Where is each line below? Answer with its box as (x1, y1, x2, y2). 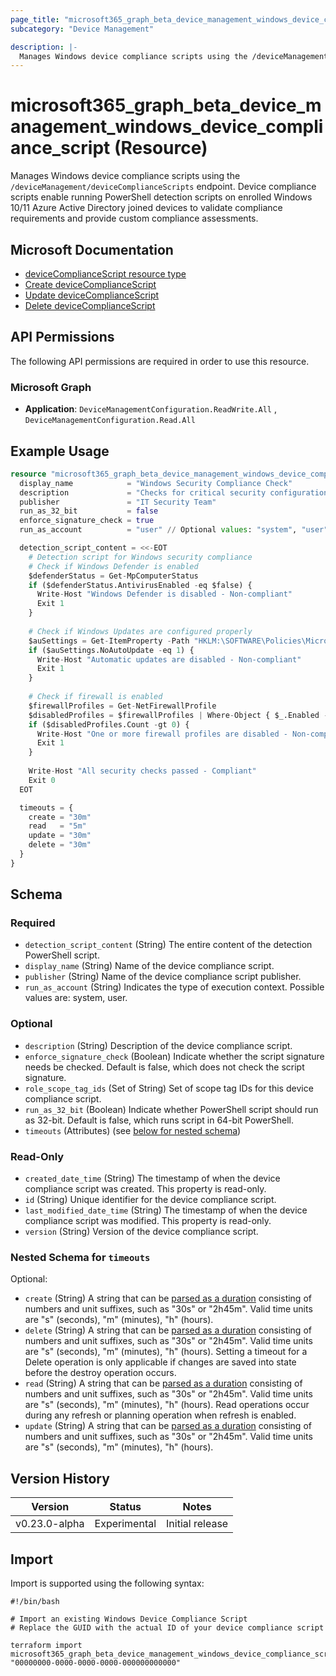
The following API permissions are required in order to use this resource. (10, 355, 310, 367)
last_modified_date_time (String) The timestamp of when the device (24, 1204, 308, 1216)
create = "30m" (28, 812, 92, 822)
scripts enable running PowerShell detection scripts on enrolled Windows (10, 191, 313, 203)
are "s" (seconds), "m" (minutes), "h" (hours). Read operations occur (24, 1399, 310, 1411)
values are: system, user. (24, 992, 128, 1004)
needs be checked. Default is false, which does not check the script (24, 1061, 305, 1073)
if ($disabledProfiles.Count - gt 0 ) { (28, 719, 190, 730)
